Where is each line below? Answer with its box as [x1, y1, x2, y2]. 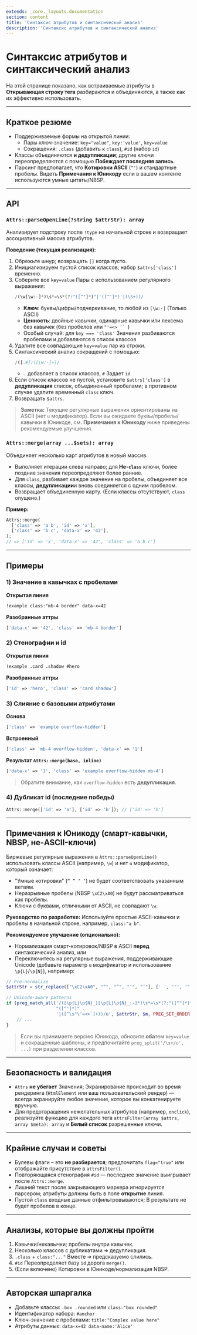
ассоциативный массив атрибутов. [6, 234, 94, 241]
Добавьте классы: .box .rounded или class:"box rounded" [14, 1303, 158, 1310]
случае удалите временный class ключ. [14, 389, 115, 396]
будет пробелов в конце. [14, 1202, 77, 1210]
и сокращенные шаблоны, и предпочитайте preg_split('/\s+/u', [20, 1039, 184, 1046]
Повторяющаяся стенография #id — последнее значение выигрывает [14, 1171, 191, 1178]
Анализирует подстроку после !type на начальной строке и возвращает [6, 228, 188, 236]
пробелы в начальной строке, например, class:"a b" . [6, 920, 141, 927]
